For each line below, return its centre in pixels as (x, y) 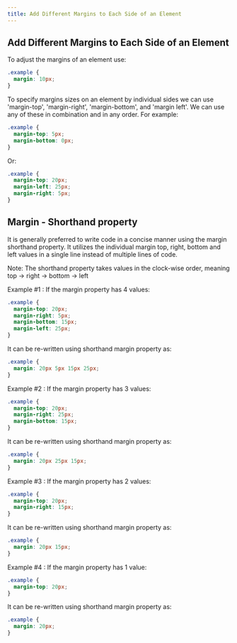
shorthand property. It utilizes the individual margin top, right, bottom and (114, 247)
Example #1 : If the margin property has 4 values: (79, 289)
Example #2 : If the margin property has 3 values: (79, 388)
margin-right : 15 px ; (44, 508)
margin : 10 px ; (34, 79)
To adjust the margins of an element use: (67, 60)
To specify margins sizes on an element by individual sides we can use (111, 99)
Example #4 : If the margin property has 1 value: (77, 567)
